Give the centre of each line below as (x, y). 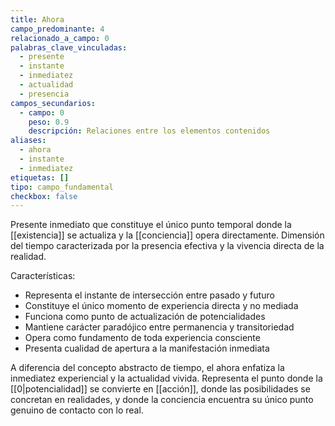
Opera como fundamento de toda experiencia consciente (142, 338)
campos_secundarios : (53, 103)
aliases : (28, 141)
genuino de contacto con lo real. (77, 410)
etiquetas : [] (40, 177)
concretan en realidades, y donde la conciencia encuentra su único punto (162, 400)
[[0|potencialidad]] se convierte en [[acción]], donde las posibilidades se (160, 389)
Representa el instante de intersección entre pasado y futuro (149, 295)
